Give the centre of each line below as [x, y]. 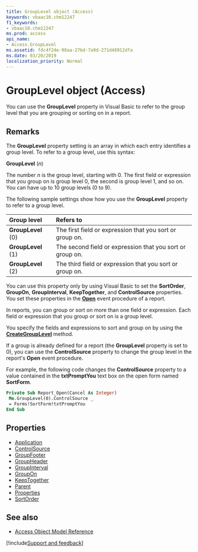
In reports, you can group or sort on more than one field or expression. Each [98, 310]
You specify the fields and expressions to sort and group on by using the [94, 328]
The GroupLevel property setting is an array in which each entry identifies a [98, 146]
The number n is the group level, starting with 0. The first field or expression [99, 175]
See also [22, 517]
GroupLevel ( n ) [25, 164]
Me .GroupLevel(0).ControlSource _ [51, 399]
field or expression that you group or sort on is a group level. [80, 317]
